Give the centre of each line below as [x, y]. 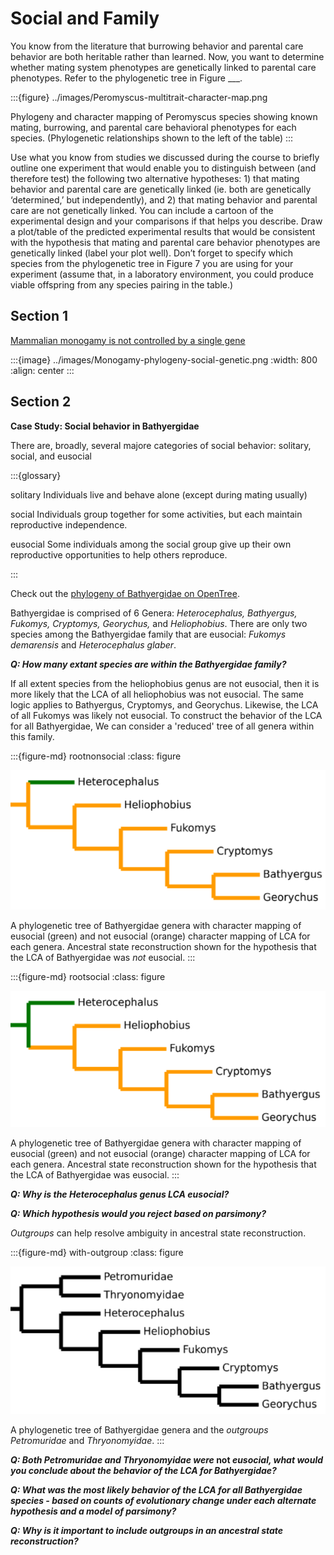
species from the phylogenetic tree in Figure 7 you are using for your [152, 263]
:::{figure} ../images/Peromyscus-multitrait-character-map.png [139, 97]
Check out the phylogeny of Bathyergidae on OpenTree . [125, 593]
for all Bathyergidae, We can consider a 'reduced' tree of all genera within [162, 726]
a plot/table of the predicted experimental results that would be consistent [163, 231]
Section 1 [39, 316]
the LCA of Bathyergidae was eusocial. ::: [95, 1174]
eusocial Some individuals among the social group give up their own [151, 544]
